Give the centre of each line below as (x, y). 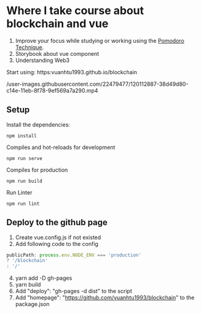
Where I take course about (75, 11)
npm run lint (23, 204)
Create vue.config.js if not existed (58, 237)
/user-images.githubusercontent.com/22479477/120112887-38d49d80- (97, 84)
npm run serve (25, 158)
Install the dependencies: (38, 124)
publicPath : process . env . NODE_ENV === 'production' (74, 255)
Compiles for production (37, 170)
